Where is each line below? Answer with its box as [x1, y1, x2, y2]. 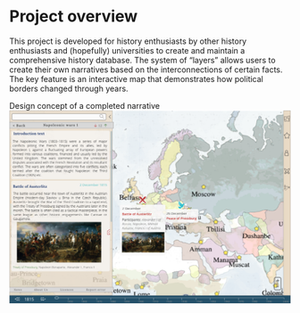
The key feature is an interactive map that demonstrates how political [9, 73, 263, 84]
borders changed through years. [9, 83, 129, 94]
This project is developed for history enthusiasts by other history [9, 36, 247, 46]
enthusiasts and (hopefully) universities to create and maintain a [9, 45, 246, 55]
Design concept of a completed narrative [9, 100, 161, 111]
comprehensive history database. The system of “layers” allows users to [9, 54, 276, 65]
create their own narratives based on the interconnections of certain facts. [9, 64, 283, 75]
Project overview [9, 6, 138, 27]
